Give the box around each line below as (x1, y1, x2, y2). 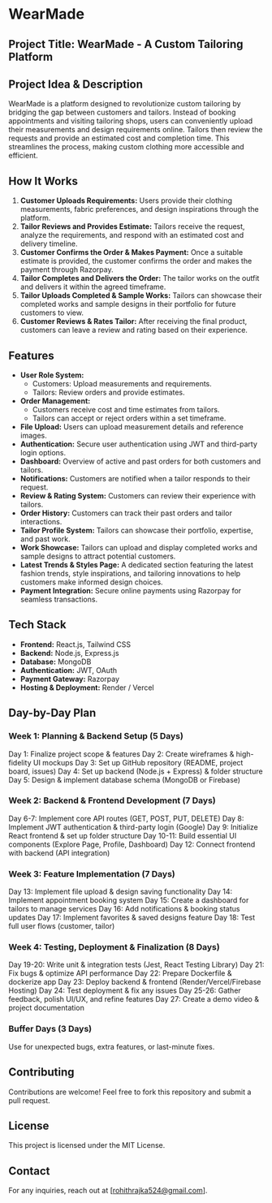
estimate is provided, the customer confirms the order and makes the (19, 257, 253, 266)
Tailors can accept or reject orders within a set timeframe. (32, 413, 227, 423)
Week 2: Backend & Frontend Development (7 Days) (8, 795, 217, 806)
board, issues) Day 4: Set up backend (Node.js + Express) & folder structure (8, 766, 263, 776)
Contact (8, 1164, 50, 1178)
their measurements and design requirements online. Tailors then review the (8, 125, 263, 135)
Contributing (8, 1065, 75, 1080)
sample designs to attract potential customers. (19, 551, 176, 561)
